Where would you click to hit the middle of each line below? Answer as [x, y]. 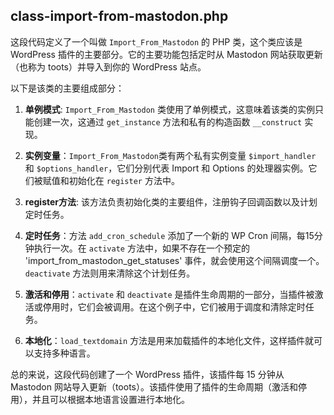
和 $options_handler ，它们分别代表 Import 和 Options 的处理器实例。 [166, 168]
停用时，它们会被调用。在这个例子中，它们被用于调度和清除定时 [174, 306]
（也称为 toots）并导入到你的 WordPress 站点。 [108, 66]
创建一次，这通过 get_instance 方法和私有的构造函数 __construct [168, 121]
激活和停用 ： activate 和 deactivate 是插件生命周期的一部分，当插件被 [169, 294]
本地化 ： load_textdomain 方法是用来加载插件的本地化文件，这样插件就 [169, 340]
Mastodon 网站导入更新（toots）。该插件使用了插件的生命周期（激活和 [154, 386]
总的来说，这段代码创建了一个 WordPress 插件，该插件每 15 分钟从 [147, 374]
